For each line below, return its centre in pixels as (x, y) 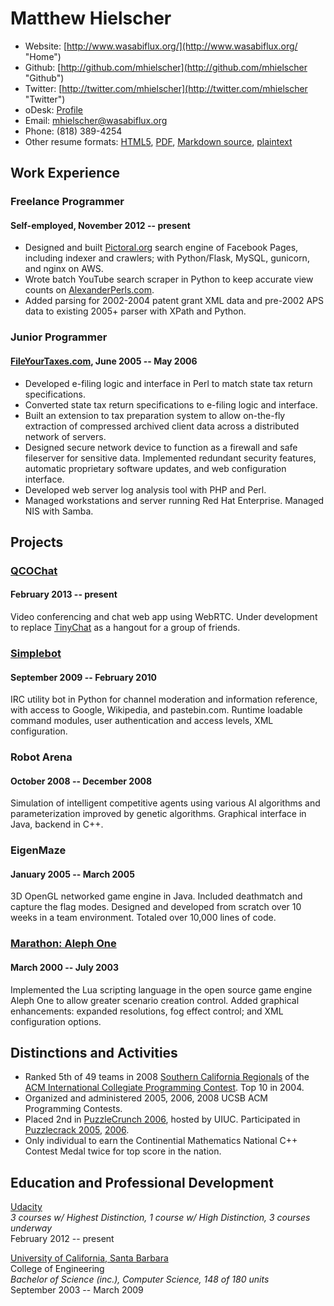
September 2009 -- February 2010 (84, 677)
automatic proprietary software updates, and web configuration (155, 468)
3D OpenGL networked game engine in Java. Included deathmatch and (156, 896)
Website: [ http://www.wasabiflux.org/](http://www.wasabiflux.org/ (161, 46)
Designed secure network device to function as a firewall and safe (161, 447)
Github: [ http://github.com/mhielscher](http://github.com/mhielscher (166, 67)
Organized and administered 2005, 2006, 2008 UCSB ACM (146, 1098)
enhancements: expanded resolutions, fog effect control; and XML (147, 1011)
